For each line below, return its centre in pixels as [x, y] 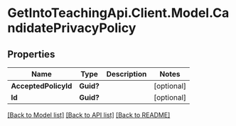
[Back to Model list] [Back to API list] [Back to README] [89, 115]
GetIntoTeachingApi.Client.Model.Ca [118, 13]
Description [127, 74]
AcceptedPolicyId [42, 86]
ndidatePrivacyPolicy [72, 28]
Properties [31, 54]
